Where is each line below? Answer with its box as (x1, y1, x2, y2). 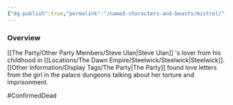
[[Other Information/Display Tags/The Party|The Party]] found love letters (7, 63, 217, 71)
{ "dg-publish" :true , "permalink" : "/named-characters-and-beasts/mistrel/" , (7, 10, 228, 17)
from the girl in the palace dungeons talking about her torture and (7, 70, 194, 79)
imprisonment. (7, 77, 49, 86)
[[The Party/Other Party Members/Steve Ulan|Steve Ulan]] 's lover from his (7, 48, 221, 57)
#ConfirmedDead (7, 91, 57, 99)
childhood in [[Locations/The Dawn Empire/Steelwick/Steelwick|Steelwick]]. (7, 56, 225, 64)
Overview (7, 32, 41, 42)
